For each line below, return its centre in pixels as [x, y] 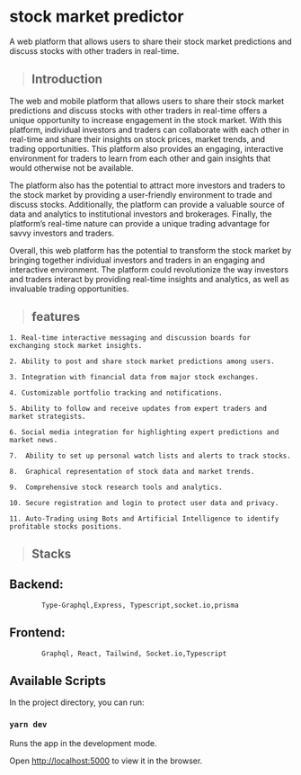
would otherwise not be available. [71, 167]
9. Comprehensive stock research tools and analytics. [116, 487]
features [56, 317]
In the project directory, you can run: [77, 702]
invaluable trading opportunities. [69, 289]
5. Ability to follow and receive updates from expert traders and [138, 408]
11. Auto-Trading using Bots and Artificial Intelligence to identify [144, 519]
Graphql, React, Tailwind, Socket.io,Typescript [134, 654]
